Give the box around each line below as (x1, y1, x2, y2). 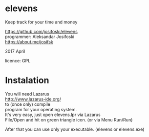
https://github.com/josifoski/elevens (5, 28, 78, 34)
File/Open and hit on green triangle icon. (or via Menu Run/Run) (5, 117, 133, 122)
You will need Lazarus (5, 91, 50, 97)
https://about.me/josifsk (5, 39, 54, 44)
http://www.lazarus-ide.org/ (5, 96, 61, 102)
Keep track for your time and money (5, 19, 78, 25)
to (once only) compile (5, 101, 50, 107)
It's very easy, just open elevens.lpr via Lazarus (5, 112, 101, 117)
